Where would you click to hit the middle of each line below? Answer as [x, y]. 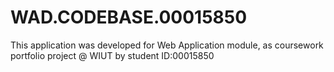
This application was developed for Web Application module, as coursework [167, 45]
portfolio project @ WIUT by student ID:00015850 [112, 55]
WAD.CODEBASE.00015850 [129, 17]
